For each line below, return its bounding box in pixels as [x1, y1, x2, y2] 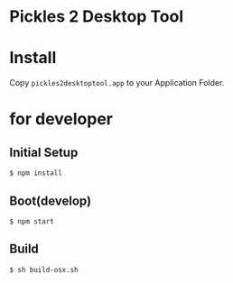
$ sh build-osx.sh [9, 265, 79, 274]
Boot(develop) [9, 193, 92, 208]
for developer [9, 109, 114, 130]
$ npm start [9, 216, 54, 226]
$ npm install [9, 169, 63, 178]
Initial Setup [9, 144, 79, 160]
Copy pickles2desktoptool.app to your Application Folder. [9, 78, 225, 88]
